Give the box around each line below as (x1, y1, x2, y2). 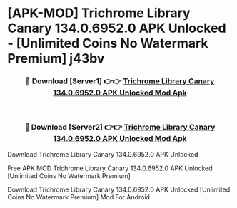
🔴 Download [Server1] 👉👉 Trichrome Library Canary (25, 76, 215, 86)
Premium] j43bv (7, 51, 105, 67)
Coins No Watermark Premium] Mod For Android (7, 192, 150, 201)
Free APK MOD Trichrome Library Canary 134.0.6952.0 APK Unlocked (7, 164, 213, 172)
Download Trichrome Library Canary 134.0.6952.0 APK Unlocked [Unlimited (7, 185, 231, 194)
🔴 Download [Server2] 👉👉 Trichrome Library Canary (24, 123, 216, 132)
